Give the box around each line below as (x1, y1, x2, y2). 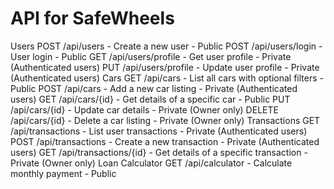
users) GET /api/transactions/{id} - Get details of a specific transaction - (10, 146, 308, 158)
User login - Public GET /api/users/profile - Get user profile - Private (10, 50, 292, 62)
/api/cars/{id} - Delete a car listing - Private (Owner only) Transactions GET (10, 114, 321, 126)
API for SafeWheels (10, 7, 175, 30)
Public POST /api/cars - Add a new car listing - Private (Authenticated (10, 82, 298, 94)
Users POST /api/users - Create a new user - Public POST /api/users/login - (10, 40, 323, 52)
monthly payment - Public (10, 167, 117, 179)
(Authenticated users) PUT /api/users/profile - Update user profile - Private (10, 61, 320, 73)
